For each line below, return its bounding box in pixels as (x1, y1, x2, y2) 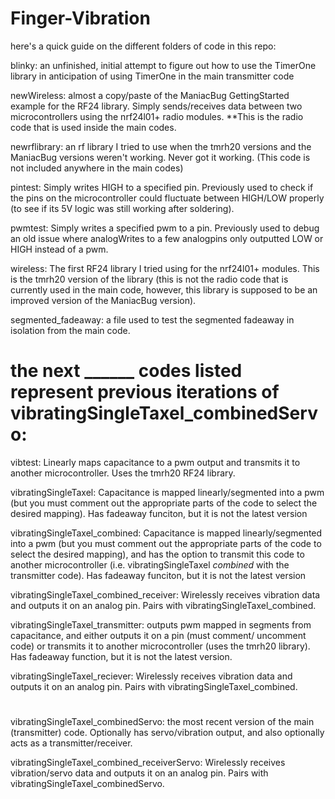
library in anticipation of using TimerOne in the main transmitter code (10, 70, 295, 82)
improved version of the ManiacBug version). (10, 294, 197, 306)
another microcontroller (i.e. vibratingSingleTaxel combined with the (10, 558, 290, 571)
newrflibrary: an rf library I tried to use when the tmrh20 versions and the (10, 140, 312, 152)
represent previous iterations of (10, 381, 280, 404)
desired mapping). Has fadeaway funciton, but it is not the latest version (10, 507, 308, 519)
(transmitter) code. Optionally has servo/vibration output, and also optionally (10, 727, 325, 739)
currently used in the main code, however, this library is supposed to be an (10, 283, 318, 296)
